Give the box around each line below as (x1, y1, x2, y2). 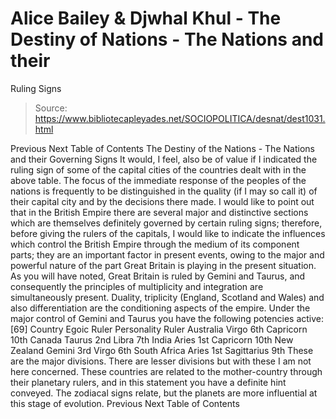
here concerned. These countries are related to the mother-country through (10, 365, 323, 377)
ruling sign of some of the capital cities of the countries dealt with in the (10, 163, 307, 176)
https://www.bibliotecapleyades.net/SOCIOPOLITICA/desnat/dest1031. (34, 112, 326, 124)
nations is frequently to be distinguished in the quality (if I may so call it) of (10, 185, 318, 197)
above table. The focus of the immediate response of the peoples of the (10, 174, 307, 186)
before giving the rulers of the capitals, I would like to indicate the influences (10, 227, 326, 239)
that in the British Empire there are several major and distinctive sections (10, 206, 309, 218)
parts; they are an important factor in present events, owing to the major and (10, 248, 325, 261)
